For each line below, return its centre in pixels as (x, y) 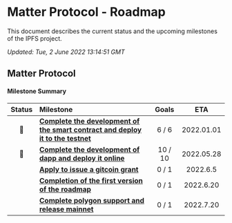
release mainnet (66, 209)
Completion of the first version (91, 180)
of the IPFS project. (35, 38)
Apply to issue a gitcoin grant (89, 169)
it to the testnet (65, 138)
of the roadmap (65, 189)
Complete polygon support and (92, 200)
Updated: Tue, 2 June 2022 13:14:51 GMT (66, 52)
